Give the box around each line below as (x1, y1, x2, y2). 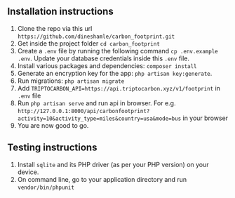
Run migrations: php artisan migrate (17, 77, 125, 85)
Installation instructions (7, 6, 114, 18)
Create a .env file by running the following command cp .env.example (17, 46, 219, 55)
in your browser (182, 114, 229, 122)
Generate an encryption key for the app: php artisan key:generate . (17, 69, 213, 77)
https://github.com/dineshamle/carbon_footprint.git (17, 33, 175, 40)
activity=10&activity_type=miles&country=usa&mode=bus (17, 115, 182, 122)
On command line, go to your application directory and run (17, 175, 187, 183)
